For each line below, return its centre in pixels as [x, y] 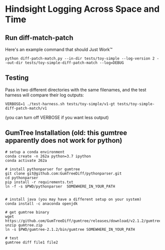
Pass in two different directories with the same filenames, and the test [76, 90]
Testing [17, 78]
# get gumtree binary [27, 212]
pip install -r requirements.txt [39, 182]
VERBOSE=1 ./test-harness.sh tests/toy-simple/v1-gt [60, 104]
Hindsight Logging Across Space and [82, 9]
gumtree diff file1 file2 [31, 242]
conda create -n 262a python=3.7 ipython [48, 156]
